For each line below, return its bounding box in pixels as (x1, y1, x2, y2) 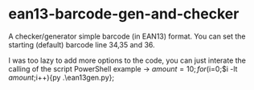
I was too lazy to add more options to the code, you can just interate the (8, 55, 247, 65)
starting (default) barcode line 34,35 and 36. (8, 39, 155, 49)
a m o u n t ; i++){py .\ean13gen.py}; (8, 72, 115, 82)
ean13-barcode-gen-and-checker (8, 5, 240, 23)
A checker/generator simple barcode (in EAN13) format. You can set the (8, 31, 246, 41)
